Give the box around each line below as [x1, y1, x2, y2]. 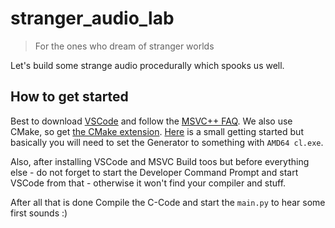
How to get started [10, 88, 129, 106]
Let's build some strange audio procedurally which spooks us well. [10, 59, 285, 71]
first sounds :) [10, 207, 68, 219]
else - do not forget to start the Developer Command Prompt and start [10, 166, 299, 178]
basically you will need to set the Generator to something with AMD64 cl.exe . [10, 136, 324, 148]
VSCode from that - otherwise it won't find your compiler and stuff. [10, 177, 287, 189]
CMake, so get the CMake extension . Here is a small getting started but [10, 125, 304, 137]
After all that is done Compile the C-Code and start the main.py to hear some [10, 196, 326, 208]
